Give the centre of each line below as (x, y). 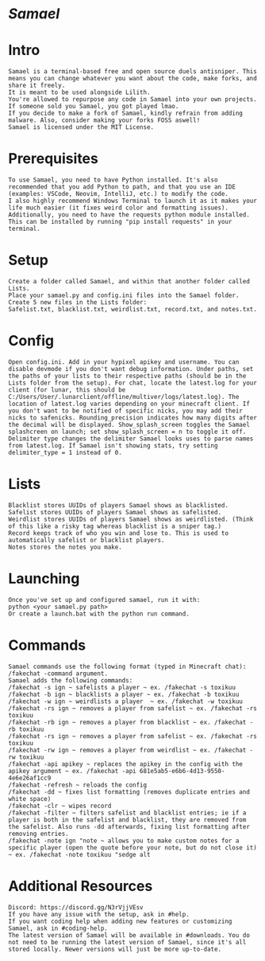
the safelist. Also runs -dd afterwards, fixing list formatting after (129, 826)
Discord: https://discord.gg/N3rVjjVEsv (76, 907)
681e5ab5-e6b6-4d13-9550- (182, 771)
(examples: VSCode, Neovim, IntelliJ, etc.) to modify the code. (118, 194)
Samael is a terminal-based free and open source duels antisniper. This (133, 72)
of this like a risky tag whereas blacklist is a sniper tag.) (115, 526)
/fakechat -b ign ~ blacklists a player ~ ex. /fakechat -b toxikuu (124, 694)
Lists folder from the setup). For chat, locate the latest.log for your (133, 383)
